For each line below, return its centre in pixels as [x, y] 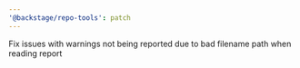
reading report [35, 53]
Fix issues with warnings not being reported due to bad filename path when [150, 44]
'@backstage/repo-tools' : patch [70, 18]
